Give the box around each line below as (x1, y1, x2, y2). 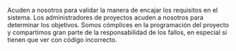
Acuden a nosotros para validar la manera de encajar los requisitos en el (7, 6, 218, 14)
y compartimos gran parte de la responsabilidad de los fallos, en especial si (7, 28, 228, 36)
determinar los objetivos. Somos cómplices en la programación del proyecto (7, 21, 230, 29)
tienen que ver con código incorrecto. (7, 36, 118, 44)
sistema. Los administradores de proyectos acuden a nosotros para (7, 13, 203, 22)
